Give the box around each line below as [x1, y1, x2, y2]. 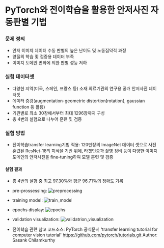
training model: [12, 197, 43, 203]
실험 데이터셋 [5, 73, 34, 80]
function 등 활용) [12, 104, 45, 110]
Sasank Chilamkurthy [12, 237, 55, 243]
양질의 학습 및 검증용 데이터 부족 [12, 54, 74, 59]
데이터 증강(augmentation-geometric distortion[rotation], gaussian [12, 98, 145, 104]
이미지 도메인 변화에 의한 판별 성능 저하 [12, 60, 87, 66]
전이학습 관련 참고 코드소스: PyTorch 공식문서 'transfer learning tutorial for [12, 226, 158, 232]
